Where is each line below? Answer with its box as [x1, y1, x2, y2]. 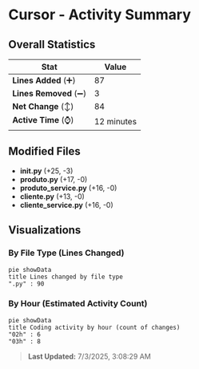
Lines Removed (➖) [12, 88, 86, 99]
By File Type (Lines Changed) [8, 247, 125, 258]
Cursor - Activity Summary [8, 6, 192, 24]
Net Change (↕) [12, 101, 74, 112]
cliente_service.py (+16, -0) [19, 200, 113, 209]
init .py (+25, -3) [19, 166, 74, 176]
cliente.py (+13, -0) [19, 191, 86, 201]
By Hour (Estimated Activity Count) [8, 298, 148, 310]
